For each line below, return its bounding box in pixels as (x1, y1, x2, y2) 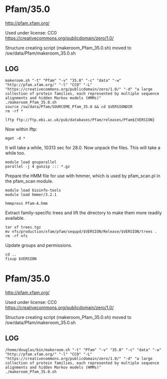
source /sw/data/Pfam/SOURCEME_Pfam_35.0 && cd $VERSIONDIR (5, 104, 133, 109)
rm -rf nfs (5, 233, 28, 238)
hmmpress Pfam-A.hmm (5, 201, 48, 206)
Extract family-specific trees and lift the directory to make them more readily (5, 209, 162, 216)
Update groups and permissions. (5, 242, 72, 248)
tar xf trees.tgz (5, 224, 41, 230)
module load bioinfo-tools (5, 188, 61, 193)
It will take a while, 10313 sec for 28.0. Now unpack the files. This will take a (5, 144, 161, 151)
